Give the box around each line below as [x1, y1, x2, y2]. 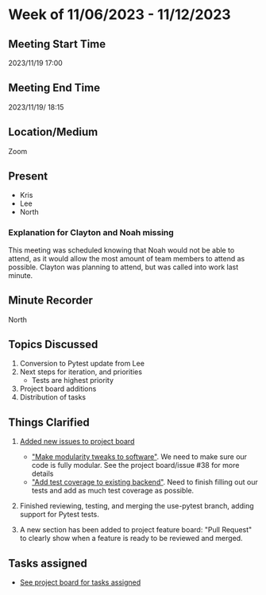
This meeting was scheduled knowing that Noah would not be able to [8, 245, 235, 255]
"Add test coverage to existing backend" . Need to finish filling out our [31, 477, 258, 487]
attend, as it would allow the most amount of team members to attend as [8, 253, 245, 263]
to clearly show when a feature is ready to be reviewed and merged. [19, 534, 244, 543]
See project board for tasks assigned [19, 578, 141, 587]
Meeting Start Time [8, 37, 106, 51]
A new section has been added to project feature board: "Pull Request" [19, 525, 253, 535]
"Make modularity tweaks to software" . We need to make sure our [31, 452, 248, 462]
